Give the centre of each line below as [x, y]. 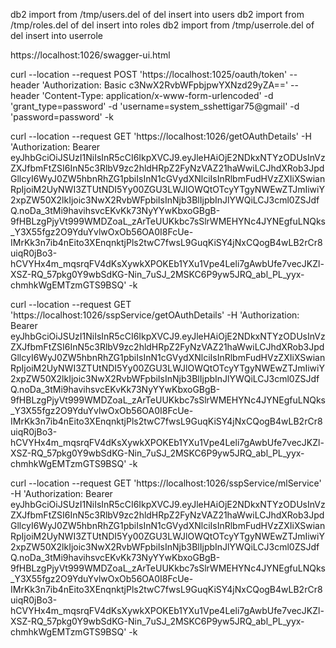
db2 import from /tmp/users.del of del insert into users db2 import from [157, 14]
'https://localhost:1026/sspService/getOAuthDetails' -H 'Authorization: [155, 315]
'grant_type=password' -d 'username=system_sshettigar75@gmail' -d [155, 106]
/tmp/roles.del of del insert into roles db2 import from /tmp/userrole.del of [162, 25]
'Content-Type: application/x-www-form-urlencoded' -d [157, 95]
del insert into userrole [57, 35]
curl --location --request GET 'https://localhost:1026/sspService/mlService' [166, 483]
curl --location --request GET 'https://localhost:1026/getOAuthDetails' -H [161, 136]
